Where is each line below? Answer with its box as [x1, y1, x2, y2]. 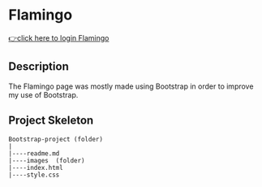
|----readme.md [8, 149, 60, 158]
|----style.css [8, 171, 60, 179]
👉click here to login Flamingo [8, 33, 110, 42]
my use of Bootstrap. [8, 89, 79, 99]
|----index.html [8, 163, 63, 172]
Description [8, 59, 69, 74]
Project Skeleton [8, 114, 94, 128]
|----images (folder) [8, 156, 85, 164]
